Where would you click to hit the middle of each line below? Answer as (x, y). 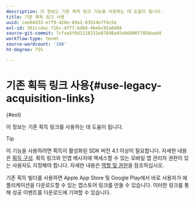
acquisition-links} (51, 98)
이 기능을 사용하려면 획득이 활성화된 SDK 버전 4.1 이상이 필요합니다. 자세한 (91, 151)
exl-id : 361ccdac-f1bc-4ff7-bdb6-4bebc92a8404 (64, 28)
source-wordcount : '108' (36, 45)
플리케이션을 (21, 185)
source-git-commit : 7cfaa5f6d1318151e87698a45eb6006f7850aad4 (84, 33)
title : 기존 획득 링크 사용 (36, 17)
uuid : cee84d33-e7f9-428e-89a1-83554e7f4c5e (61, 22)
